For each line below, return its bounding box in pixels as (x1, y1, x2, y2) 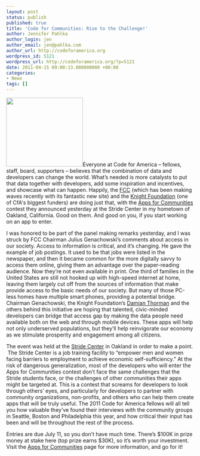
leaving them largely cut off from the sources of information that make (6, 280, 179, 287)
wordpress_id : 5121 (6, 53, 55, 59)
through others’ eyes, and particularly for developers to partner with (6, 387, 174, 394)
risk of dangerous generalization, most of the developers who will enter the (6, 362, 191, 369)
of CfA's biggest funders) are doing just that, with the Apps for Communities (6, 199, 193, 206)
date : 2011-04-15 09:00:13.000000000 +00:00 (6, 64, 119, 71)
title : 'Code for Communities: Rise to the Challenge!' (6, 25, 148, 32)
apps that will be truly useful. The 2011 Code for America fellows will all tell (6, 400, 190, 407)
